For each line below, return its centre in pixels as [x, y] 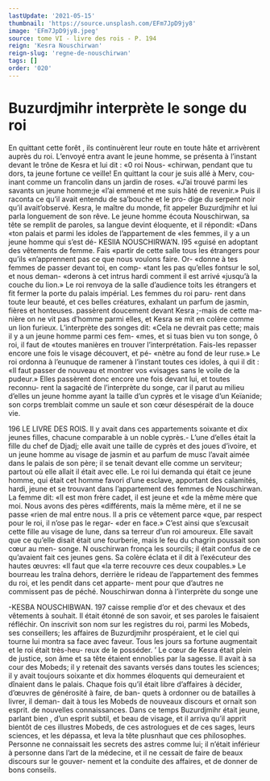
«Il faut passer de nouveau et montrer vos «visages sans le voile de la [124, 370]
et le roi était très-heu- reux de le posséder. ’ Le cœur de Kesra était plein [130, 650]
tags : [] [23, 61]
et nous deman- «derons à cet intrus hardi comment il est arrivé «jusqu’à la [133, 276]
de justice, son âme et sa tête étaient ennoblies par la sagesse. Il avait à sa [132, 658]
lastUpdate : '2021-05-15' [52, 16]
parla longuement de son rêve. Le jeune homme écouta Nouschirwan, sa [129, 216]
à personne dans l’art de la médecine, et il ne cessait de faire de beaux [126, 752]
